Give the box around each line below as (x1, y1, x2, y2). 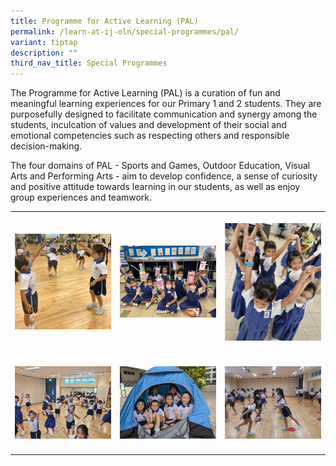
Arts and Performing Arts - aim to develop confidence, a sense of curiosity (10, 170, 318, 182)
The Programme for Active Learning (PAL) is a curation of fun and (10, 87, 281, 99)
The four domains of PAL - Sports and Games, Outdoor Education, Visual (10, 160, 311, 172)
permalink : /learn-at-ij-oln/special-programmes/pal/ (10, 26, 240, 37)
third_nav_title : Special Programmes (10, 58, 168, 69)
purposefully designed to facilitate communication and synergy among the (10, 108, 318, 120)
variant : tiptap (10, 37, 78, 47)
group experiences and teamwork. (10, 191, 153, 204)
